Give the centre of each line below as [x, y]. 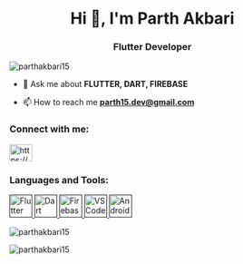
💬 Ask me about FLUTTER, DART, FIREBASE [105, 84]
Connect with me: [49, 129]
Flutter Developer [152, 47]
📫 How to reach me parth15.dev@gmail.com [108, 103]
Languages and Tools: [59, 180]
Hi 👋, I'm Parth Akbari [152, 19]
